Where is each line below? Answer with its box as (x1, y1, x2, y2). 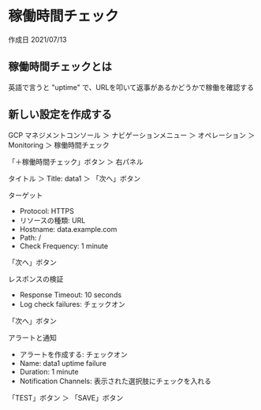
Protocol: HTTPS (19, 206, 75, 215)
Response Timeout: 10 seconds (19, 289, 122, 300)
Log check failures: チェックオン (19, 299, 126, 308)
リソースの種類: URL (19, 215, 86, 225)
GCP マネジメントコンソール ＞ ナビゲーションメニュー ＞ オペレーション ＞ (8, 130, 255, 140)
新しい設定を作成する (8, 108, 112, 121)
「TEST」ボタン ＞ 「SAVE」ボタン (8, 393, 124, 402)
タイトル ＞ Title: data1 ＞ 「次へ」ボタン (8, 173, 141, 183)
